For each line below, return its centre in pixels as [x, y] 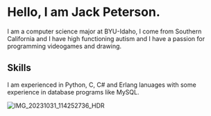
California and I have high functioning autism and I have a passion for [106, 38]
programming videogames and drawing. [65, 46]
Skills [19, 68]
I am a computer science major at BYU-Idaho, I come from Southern [104, 31]
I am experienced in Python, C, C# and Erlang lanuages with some [102, 85]
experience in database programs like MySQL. [73, 92]
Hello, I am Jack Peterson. [84, 12]
